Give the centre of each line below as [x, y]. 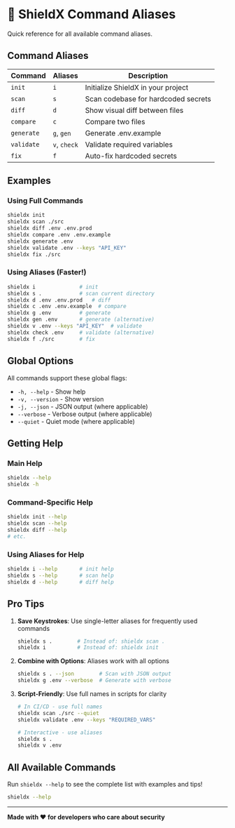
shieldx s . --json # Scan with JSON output [94, 674]
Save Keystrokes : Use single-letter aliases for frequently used [107, 621]
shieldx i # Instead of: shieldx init [88, 648]
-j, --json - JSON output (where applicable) [83, 406]
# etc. [17, 536]
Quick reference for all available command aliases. [80, 34]
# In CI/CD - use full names [60, 707]
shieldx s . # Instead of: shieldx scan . [91, 641]
